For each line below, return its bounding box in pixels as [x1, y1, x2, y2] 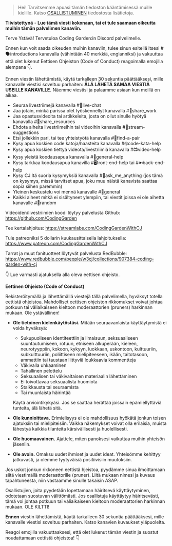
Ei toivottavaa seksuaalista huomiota [20, 379, 98, 384]
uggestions [12, 129, 40, 135]
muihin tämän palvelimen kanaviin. [5, 25, 82, 31]
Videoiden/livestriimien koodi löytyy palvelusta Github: [5, 210, 121, 216]
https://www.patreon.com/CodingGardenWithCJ [5, 241, 107, 246]
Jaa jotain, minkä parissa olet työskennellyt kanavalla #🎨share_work [12, 108, 157, 113]
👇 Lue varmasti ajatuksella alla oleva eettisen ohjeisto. [5, 271, 120, 278]
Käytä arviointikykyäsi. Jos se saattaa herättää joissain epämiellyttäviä [12, 400, 162, 405]
